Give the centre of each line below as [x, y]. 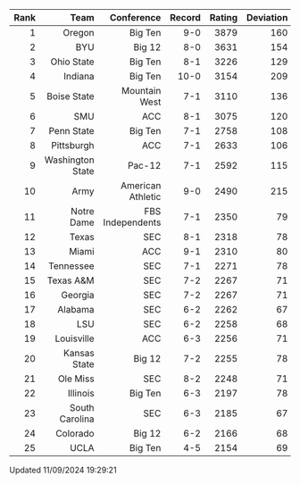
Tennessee [71, 266]
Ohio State [73, 62]
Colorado [75, 434]
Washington [70, 160]
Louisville [75, 338]
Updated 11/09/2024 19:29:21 [63, 470]
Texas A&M [71, 280]
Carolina [77, 419]
